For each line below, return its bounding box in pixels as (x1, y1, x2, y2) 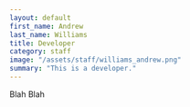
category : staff (9, 47, 71, 56)
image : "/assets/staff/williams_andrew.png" (9, 55, 182, 64)
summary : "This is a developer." (9, 64, 137, 73)
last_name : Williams (9, 30, 89, 39)
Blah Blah (9, 88, 46, 100)
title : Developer (9, 38, 76, 48)
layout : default (9, 13, 71, 23)
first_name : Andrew (9, 22, 84, 31)
